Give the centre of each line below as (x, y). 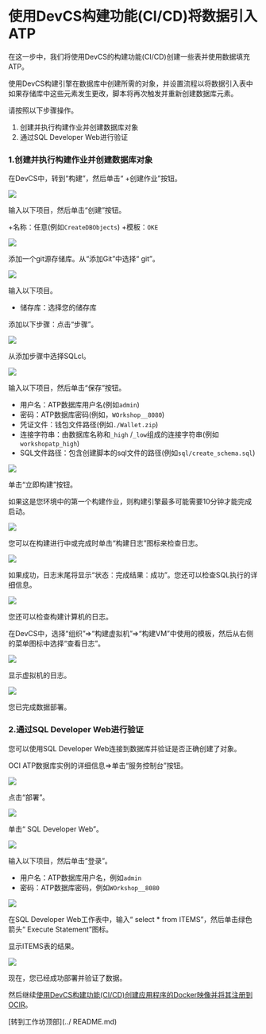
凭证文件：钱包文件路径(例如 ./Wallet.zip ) (89, 425)
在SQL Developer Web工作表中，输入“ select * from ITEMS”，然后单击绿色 (130, 919)
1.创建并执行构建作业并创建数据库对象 (81, 160)
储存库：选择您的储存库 (58, 307)
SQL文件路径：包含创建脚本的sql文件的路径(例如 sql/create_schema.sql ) (137, 453)
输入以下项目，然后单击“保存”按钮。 (67, 388)
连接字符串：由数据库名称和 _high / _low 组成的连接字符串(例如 (120, 434)
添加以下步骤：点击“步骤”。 (53, 324)
